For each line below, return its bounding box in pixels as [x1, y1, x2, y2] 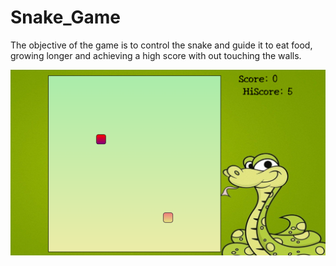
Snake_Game [10, 6, 122, 29]
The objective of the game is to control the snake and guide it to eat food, [10, 39, 313, 51]
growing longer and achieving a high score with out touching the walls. [10, 49, 302, 61]
